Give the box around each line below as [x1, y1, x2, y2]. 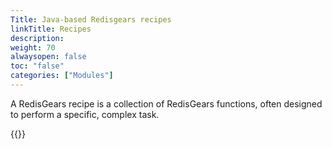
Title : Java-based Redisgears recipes [10, 14, 172, 25]
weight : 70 [10, 42, 56, 53]
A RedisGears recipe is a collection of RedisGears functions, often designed [10, 97, 323, 110]
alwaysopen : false [10, 52, 87, 62]
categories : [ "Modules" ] [10, 71, 114, 81]
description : [10, 33, 65, 43]
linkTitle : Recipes [10, 24, 92, 34]
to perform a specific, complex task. [10, 108, 160, 120]
